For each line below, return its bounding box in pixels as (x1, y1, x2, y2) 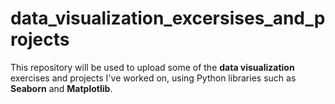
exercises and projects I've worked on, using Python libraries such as (10, 72, 297, 84)
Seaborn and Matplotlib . (10, 82, 113, 94)
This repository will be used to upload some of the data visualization (10, 61, 295, 73)
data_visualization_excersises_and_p (10, 7, 326, 30)
